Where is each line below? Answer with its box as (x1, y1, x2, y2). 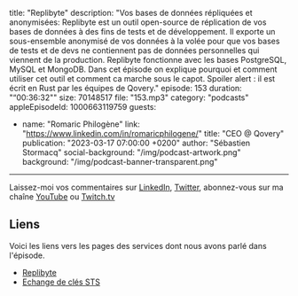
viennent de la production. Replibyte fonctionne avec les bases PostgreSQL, (9, 55, 287, 65)
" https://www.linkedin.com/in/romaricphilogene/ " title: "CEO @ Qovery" (21, 129, 285, 138)
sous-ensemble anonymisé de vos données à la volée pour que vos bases (9, 35, 280, 46)
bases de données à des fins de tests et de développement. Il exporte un (9, 27, 276, 36)
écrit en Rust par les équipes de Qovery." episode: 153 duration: (9, 83, 242, 93)
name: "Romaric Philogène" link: (21, 119, 140, 129)
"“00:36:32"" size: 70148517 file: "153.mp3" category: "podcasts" (9, 92, 249, 103)
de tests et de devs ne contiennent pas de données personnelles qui (9, 45, 260, 56)
